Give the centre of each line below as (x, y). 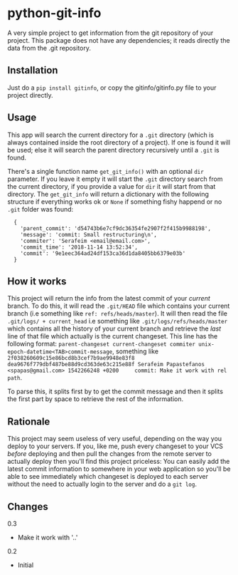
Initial (26, 565)
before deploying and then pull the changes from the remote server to (109, 454)
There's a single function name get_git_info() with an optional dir (106, 171)
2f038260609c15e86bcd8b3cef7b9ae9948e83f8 (71, 358)
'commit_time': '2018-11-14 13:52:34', (79, 247)
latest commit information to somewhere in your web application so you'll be (119, 469)
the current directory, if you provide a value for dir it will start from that (112, 186)
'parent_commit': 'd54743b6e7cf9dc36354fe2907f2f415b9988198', (116, 228)
